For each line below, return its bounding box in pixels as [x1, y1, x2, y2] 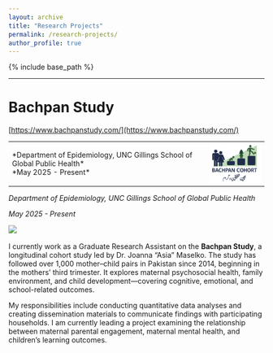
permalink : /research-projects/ [8, 30, 118, 38]
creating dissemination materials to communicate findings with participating [8, 309, 262, 319]
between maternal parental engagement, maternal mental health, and [8, 326, 240, 337]
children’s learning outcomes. [8, 335, 107, 345]
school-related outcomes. [8, 285, 95, 294]
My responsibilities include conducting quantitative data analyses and [8, 301, 242, 311]
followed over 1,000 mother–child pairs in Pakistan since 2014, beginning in [8, 259, 260, 268]
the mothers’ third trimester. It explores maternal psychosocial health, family [8, 268, 263, 277]
